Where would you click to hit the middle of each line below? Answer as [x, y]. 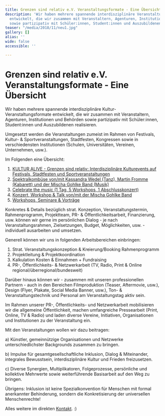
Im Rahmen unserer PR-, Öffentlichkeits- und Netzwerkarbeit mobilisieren [80, 305]
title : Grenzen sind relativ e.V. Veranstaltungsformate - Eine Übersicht [83, 10]
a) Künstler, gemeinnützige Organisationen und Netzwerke [64, 339]
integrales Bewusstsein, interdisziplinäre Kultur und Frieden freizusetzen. [79, 359]
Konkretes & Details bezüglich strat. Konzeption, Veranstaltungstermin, [77, 209]
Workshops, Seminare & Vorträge [46, 200]
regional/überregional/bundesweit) [47, 270]
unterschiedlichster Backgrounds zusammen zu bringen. [62, 344]
